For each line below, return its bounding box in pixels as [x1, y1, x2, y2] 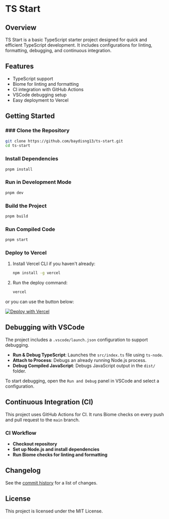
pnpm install [5, 167, 33, 172]
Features [5, 62, 34, 71]
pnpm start [5, 237, 28, 242]
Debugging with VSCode [5, 323, 85, 332]
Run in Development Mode [5, 178, 72, 186]
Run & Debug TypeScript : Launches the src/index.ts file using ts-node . [12, 352, 163, 358]
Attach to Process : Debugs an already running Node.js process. [12, 357, 147, 363]
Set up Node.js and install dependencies [12, 446, 100, 452]
